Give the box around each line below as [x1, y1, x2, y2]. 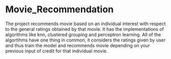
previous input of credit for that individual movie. [5, 48, 108, 54]
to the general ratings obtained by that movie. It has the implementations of [5, 26, 164, 32]
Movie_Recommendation [5, 4, 114, 15]
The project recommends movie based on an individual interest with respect [5, 21, 166, 27]
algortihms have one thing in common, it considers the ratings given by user [5, 37, 166, 43]
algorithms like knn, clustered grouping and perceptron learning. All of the [5, 31, 161, 37]
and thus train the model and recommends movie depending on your [5, 42, 150, 48]
